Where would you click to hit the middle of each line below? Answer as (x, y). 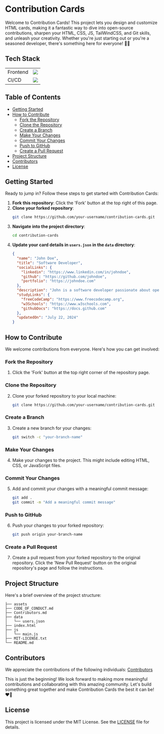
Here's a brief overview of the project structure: (53, 595)
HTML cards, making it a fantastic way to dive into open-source (69, 27)
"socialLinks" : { (35, 267)
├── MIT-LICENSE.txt (26, 639)
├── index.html (21, 626)
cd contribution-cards (35, 236)
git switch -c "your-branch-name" (47, 437)
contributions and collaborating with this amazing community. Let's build (78, 685)
